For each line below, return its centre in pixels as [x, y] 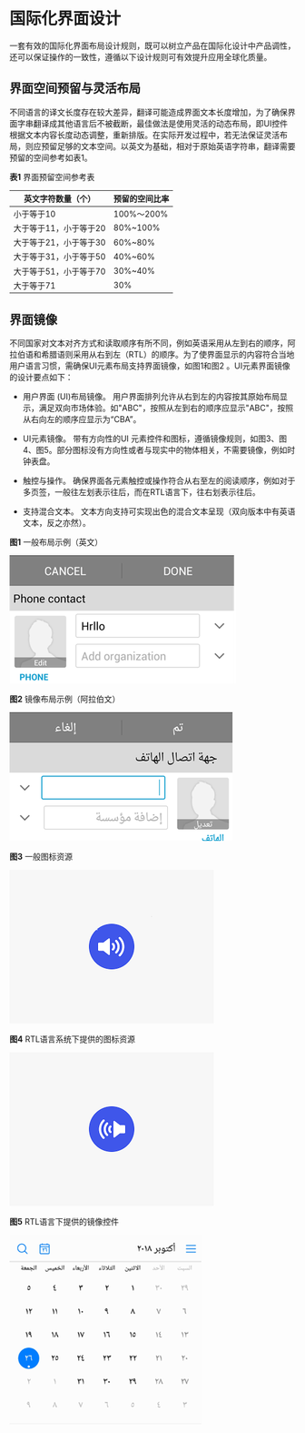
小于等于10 [34, 214]
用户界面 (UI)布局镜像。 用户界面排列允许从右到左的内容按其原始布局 [151, 397]
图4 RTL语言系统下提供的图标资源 [73, 1039]
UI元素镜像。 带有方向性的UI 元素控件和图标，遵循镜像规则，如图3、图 [155, 439]
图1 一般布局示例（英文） [56, 542]
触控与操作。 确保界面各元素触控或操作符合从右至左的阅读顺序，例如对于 [159, 481]
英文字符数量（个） [60, 199]
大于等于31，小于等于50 [59, 257]
